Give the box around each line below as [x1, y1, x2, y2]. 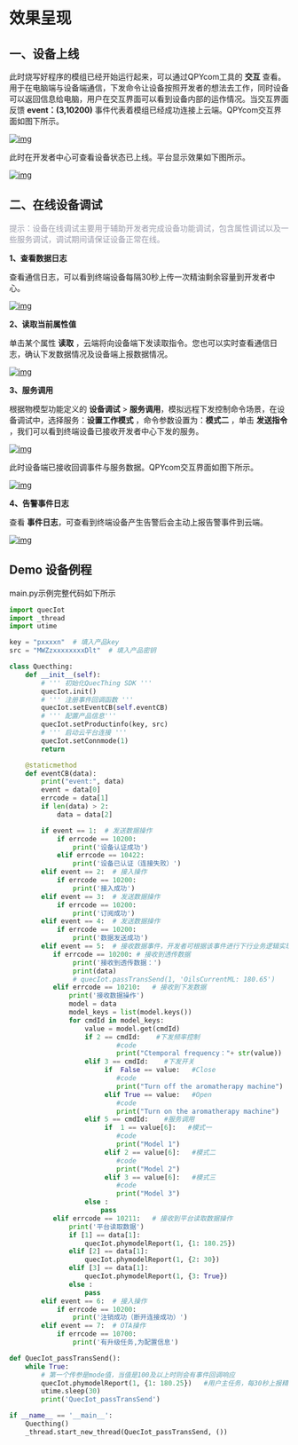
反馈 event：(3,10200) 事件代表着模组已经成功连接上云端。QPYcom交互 [9, 105, 274, 115]
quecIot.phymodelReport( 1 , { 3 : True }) [84, 1272, 228, 1281]
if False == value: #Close [104, 1066, 216, 1075]
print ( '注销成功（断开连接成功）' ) [72, 1313, 188, 1323]
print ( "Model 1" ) [116, 1140, 180, 1149]
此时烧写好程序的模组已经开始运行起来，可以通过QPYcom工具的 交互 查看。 [9, 72, 286, 82]
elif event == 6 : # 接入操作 [41, 1297, 148, 1306]
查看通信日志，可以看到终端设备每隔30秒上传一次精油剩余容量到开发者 [9, 272, 268, 282]
